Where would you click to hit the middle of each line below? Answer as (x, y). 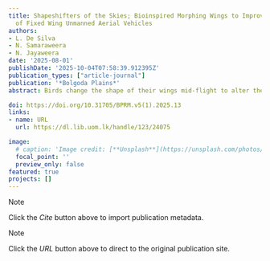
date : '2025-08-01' (41, 61)
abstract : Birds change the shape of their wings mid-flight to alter (129, 90)
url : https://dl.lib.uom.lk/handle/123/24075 (93, 128)
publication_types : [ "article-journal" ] (77, 75)
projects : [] (30, 179)
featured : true (34, 172)
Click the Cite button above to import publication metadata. (106, 218)
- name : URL (28, 120)
